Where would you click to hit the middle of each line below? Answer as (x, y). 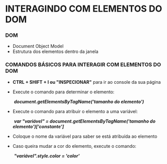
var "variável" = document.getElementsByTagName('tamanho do (85, 121)
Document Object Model (38, 46)
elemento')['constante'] (38, 126)
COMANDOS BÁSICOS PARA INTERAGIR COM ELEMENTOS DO (83, 65)
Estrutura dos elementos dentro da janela (55, 51)
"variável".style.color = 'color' (47, 156)
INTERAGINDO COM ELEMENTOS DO (84, 9)
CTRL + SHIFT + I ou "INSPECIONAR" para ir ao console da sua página (87, 82)
